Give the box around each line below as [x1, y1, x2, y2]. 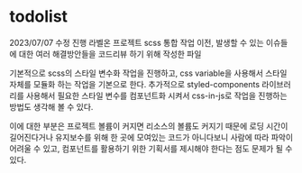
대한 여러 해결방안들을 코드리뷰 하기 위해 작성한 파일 [18, 48, 202, 59]
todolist [9, 6, 69, 27]
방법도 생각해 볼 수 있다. [9, 101, 94, 112]
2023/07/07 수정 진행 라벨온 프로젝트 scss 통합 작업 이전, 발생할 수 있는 [9, 37, 264, 48]
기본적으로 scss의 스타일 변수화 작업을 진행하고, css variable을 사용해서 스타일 [9, 68, 288, 78]
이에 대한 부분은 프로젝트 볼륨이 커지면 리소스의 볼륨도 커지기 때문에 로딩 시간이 [9, 120, 288, 132]
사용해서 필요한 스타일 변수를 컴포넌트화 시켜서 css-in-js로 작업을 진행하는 [25, 90, 288, 101]
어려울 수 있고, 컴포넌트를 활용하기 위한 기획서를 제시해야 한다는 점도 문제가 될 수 [9, 142, 293, 154]
